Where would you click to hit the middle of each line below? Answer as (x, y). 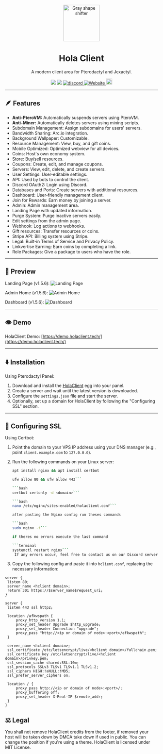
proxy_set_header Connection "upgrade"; (57, 629)
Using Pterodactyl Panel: (30, 376)
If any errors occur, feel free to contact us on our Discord (79, 554)
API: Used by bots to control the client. (51, 179)
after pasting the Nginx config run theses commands (66, 515)
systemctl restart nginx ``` (40, 550)
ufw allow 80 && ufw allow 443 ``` (47, 479)
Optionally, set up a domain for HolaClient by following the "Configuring (83, 401)
